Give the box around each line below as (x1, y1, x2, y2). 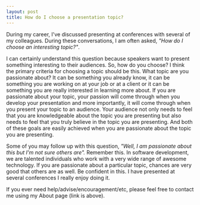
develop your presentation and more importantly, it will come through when (6, 99, 191, 106)
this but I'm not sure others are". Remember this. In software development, (6, 148, 189, 156)
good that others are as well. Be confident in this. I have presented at (6, 167, 176, 175)
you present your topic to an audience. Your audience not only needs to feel (6, 105, 192, 113)
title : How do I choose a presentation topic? (6, 14, 124, 20)
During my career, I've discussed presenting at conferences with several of (6, 30, 190, 38)
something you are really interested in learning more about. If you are (6, 86, 176, 94)
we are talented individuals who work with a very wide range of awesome (6, 155, 186, 162)
